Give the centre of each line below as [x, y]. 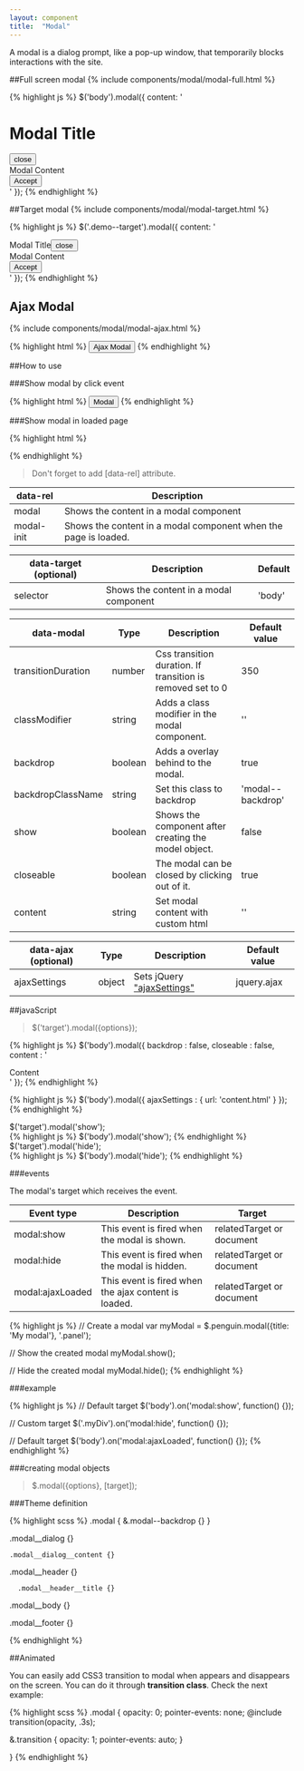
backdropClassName [59, 794]
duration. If [178, 666]
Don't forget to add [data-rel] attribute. [104, 473]
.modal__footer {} [42, 1623]
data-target [56, 563]
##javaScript [33, 1010]
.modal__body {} [40, 1605]
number [128, 671]
